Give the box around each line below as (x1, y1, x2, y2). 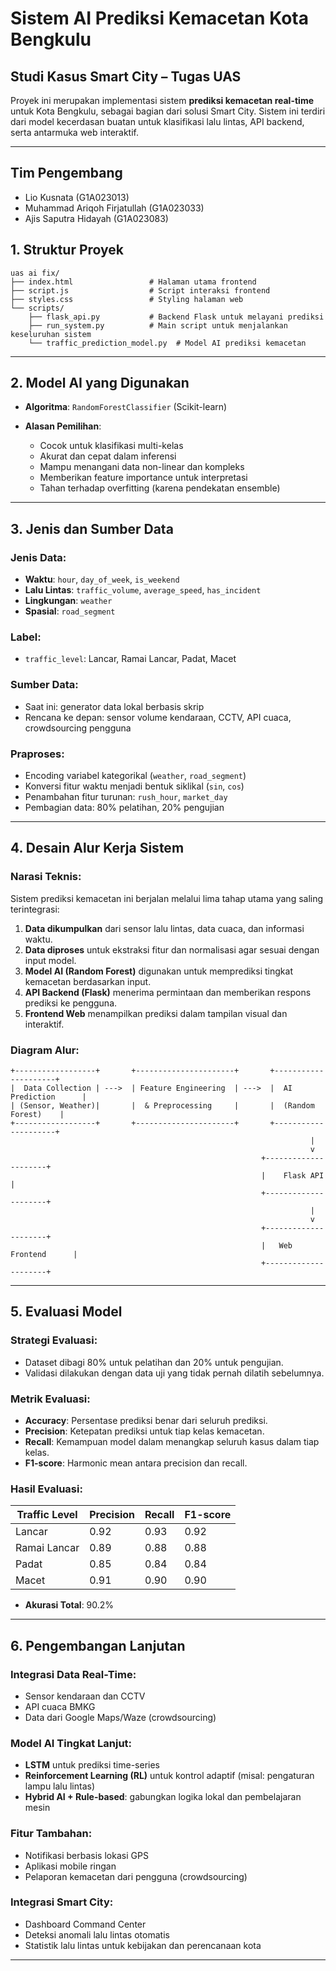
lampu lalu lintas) (24, 1780, 96, 1792)
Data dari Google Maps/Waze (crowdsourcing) (24, 1711, 217, 1723)
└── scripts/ (10, 303, 65, 313)
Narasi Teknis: (10, 870, 82, 884)
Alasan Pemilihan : (24, 420, 102, 432)
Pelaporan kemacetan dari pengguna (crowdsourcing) (24, 1870, 248, 1882)
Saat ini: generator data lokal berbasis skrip (24, 700, 205, 712)
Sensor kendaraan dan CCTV (24, 1690, 146, 1702)
